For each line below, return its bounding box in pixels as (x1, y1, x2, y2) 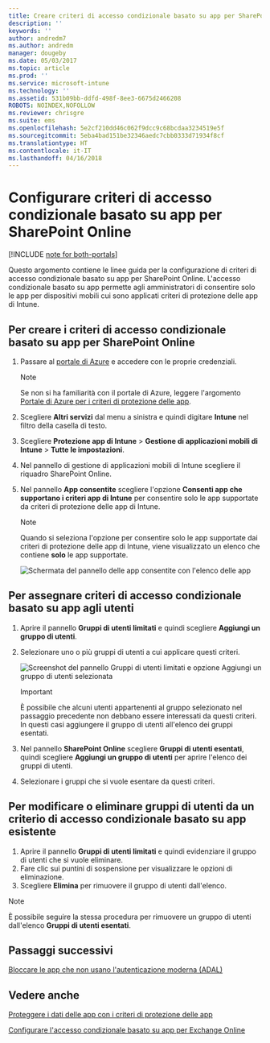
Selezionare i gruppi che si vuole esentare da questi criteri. (19, 776, 215, 786)
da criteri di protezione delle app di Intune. (19, 502, 161, 511)
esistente (8, 825, 56, 838)
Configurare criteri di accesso (8, 188, 212, 207)
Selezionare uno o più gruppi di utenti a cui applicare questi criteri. (19, 647, 240, 656)
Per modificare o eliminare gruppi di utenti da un (8, 800, 255, 813)
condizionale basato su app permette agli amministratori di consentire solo (8, 283, 256, 292)
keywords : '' (8, 27, 52, 35)
